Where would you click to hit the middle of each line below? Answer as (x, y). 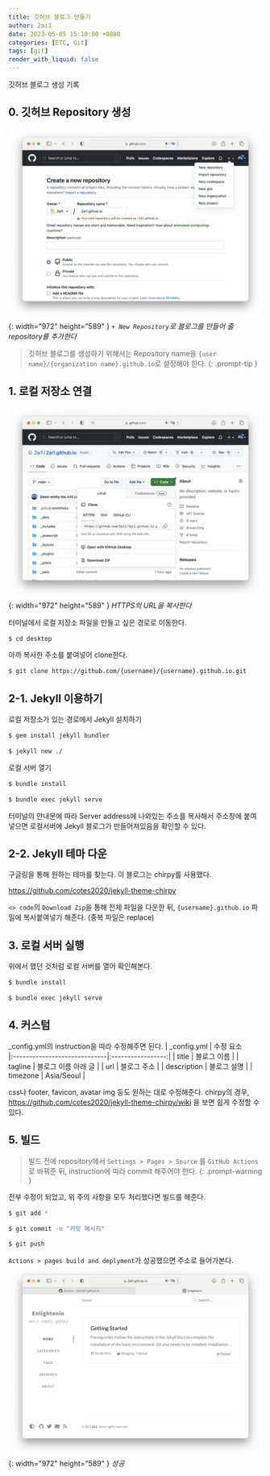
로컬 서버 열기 (30, 767)
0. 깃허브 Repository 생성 (70, 112)
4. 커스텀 (29, 1025)
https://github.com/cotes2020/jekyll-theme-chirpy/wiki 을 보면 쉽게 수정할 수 (134, 1102)
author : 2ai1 (30, 25)
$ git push (27, 1244)
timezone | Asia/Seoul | (47, 1075)
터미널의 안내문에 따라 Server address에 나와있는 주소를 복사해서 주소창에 (125, 816)
